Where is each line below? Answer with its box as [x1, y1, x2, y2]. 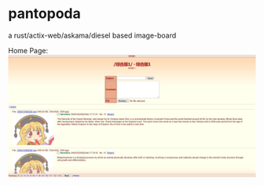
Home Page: [8, 45, 49, 55]
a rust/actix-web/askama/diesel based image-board [8, 31, 177, 40]
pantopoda [8, 5, 81, 23]
